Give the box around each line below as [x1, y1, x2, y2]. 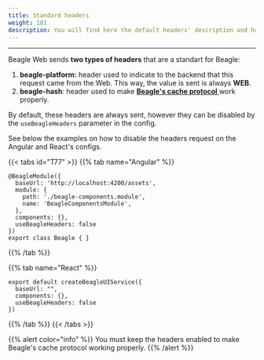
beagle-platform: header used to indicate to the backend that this [19, 70, 234, 79]
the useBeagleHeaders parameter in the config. [8, 118, 157, 128]
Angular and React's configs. [8, 142, 102, 151]
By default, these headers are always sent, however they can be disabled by [8, 111, 255, 120]
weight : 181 [8, 19, 47, 27]
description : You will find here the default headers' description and [8, 26, 247, 34]
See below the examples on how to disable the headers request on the [8, 134, 236, 144]
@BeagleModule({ [8, 173, 61, 180]
